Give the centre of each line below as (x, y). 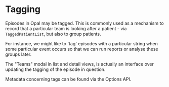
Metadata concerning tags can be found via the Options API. (68, 79)
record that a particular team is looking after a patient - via (66, 28)
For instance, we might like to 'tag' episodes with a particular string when (81, 43)
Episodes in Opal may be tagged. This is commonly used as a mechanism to (85, 23)
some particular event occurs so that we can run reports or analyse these (82, 49)
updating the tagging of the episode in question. (55, 69)
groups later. (18, 54)
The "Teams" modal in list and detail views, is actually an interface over (80, 64)
